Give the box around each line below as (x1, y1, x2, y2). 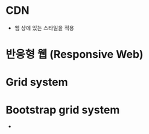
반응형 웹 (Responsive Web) (5, 47, 144, 61)
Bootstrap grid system (5, 103, 120, 117)
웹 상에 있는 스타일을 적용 (14, 24, 75, 31)
